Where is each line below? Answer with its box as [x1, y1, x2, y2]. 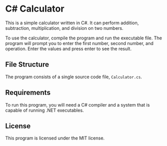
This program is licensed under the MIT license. [5, 135, 105, 141]
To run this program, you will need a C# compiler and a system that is [5, 102, 150, 108]
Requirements [5, 88, 51, 97]
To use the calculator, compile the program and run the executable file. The [5, 35, 162, 41]
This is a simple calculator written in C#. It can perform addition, [5, 20, 139, 26]
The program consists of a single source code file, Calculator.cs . [5, 74, 142, 80]
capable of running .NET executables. [5, 107, 85, 113]
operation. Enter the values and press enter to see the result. [5, 45, 132, 52]
